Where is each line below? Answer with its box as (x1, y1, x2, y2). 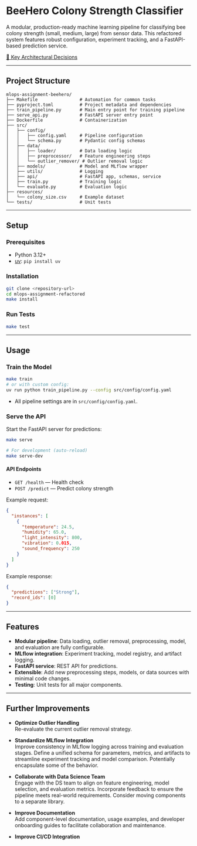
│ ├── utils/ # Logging (6, 168, 104, 174)
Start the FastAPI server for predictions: (6, 426, 102, 433)
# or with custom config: (6, 382, 69, 388)
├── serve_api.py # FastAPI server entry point (6, 112, 154, 118)
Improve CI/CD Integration (14, 833, 80, 840)
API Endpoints (6, 466, 42, 473)
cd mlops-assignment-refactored (6, 291, 85, 297)
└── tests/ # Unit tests (6, 199, 111, 205)
